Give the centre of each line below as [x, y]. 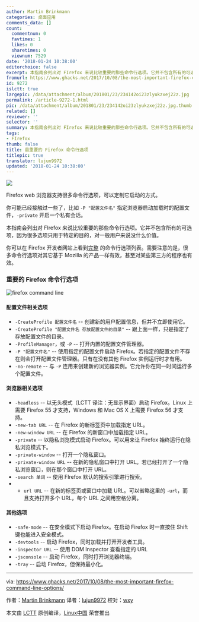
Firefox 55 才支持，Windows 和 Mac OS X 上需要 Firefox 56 [99, 410]
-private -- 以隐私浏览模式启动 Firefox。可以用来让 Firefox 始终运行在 [100, 440]
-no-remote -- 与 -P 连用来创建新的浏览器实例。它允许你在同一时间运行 [101, 366]
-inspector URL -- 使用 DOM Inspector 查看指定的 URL [81, 550]
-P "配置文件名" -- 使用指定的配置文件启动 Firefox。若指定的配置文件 [97, 351]
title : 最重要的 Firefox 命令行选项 [47, 150]
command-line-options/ [35, 588]
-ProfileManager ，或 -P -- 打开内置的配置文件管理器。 [81, 344]
